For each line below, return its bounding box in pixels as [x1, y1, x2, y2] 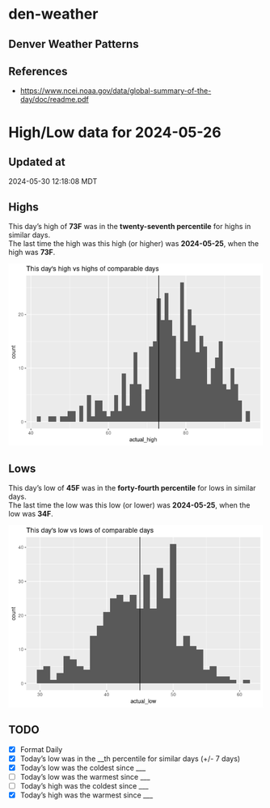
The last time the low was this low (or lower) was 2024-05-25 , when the [8, 500, 251, 510]
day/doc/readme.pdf [19, 95, 89, 104]
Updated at [8, 155, 66, 168]
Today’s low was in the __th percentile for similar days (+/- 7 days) [19, 754, 241, 763]
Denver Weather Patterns [8, 37, 139, 51]
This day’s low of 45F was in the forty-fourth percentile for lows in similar [8, 483, 256, 493]
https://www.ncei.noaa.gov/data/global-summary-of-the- [19, 86, 212, 96]
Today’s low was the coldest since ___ [19, 763, 146, 772]
